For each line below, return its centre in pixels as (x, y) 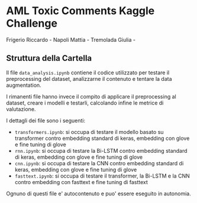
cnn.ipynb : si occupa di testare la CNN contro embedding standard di (99, 163)
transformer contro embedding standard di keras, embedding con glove (102, 138)
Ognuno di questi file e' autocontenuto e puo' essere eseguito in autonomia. (98, 194)
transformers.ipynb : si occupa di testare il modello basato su (89, 132)
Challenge (32, 23)
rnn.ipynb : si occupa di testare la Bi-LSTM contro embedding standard (101, 150)
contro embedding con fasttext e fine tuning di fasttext (81, 182)
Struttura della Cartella (49, 58)
